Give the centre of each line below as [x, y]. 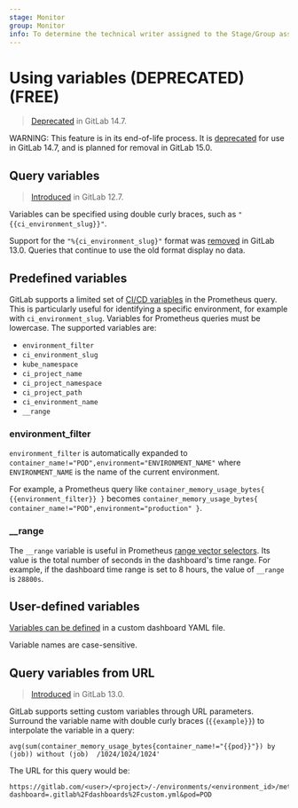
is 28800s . [27, 578]
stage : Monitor [37, 17]
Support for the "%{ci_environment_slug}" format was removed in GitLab [142, 241]
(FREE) [34, 96]
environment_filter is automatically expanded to [98, 453]
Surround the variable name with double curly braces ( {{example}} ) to [137, 721]
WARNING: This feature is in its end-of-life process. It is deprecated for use [147, 138]
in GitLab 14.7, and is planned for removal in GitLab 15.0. [111, 148]
